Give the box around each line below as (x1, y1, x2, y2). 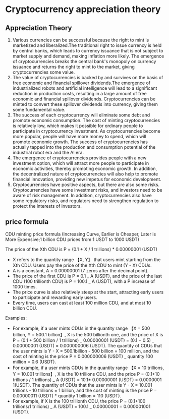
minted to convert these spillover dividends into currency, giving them (12, 101, 158, 107)
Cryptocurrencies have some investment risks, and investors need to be (12, 187, 162, 193)
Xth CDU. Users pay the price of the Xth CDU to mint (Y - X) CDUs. (12, 262, 152, 268)
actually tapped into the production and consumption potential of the (12, 144, 156, 150)
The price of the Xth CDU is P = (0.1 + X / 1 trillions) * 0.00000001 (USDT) (5, 246, 158, 252)
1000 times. (12, 283, 37, 289)
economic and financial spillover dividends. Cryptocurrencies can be (12, 96, 156, 102)
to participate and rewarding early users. (12, 294, 97, 301)
